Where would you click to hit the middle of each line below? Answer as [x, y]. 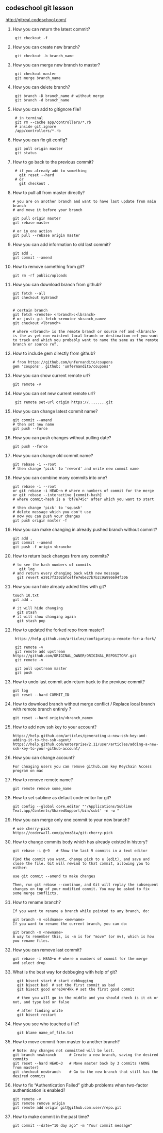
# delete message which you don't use [52, 512]
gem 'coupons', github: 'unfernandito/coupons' [61, 366]
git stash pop [31, 621]
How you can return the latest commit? [51, 29]
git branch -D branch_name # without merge [59, 96]
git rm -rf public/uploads [40, 275]
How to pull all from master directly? [49, 192]
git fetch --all [29, 293]
